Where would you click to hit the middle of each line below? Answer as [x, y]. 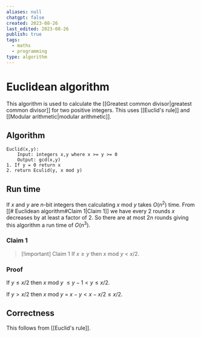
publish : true [24, 34]
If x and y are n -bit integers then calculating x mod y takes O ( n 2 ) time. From [100, 204]
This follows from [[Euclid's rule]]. [48, 328]
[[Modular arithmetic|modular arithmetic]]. [59, 116]
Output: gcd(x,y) [39, 160]
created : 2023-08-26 [32, 23]
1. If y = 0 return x [34, 165]
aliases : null [24, 12]
